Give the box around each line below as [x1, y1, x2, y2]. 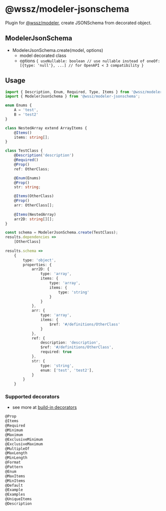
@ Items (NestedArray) [14, 212, 56, 217]
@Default [5, 483, 23, 488]
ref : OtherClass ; [14, 166, 50, 171]
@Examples [5, 492, 26, 497]
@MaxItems [5, 473, 26, 478]
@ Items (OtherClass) [14, 194, 54, 198]
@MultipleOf [5, 446, 30, 451]
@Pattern [5, 465, 23, 470]
